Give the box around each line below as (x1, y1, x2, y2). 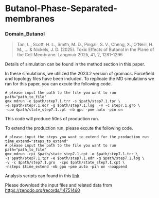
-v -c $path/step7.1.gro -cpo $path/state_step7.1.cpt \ (5, 160, 125, 165)
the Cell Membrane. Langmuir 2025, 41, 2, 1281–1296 (17, 52, 123, 58)
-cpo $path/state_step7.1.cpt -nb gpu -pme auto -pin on (5, 107, 123, 112)
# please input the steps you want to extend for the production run (5, 134, 149, 140)
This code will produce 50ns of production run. (5, 116, 100, 122)
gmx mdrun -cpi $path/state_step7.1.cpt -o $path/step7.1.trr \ (5, 151, 138, 157)
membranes (5, 13, 55, 24)
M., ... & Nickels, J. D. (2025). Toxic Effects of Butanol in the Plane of (17, 47, 154, 52)
